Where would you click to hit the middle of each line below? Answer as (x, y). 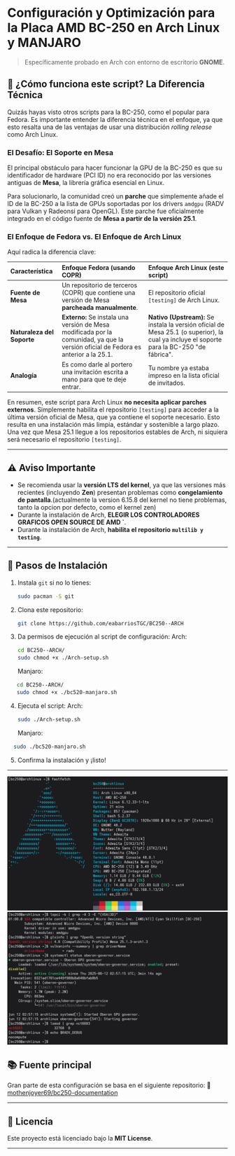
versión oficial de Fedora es (102, 347)
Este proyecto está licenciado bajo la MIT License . (80, 1138)
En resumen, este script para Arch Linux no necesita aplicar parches (107, 402)
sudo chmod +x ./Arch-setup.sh (63, 658)
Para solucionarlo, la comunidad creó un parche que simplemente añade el (115, 196)
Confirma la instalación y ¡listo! (62, 760)
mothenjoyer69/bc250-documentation (63, 1093)
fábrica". (161, 355)
